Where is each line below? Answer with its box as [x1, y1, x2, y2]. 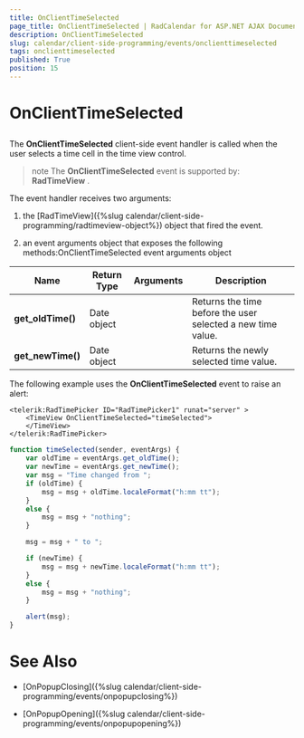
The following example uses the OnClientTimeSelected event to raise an [9, 379, 281, 389]
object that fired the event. [164, 220, 264, 231]
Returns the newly [191, 344, 270, 357]
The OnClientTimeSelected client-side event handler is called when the [9, 139, 278, 149]
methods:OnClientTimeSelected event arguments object [22, 247, 233, 258]
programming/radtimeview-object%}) [22, 220, 163, 231]
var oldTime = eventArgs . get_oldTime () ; [25, 454, 180, 463]
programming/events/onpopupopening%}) [22, 718, 182, 729]
